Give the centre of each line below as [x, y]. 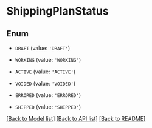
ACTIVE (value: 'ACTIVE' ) [45, 72]
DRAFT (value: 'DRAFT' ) [43, 48]
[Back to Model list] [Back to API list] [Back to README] [76, 119]
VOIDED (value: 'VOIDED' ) [45, 83]
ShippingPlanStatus [58, 11]
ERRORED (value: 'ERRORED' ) [48, 95]
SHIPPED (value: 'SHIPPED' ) [48, 107]
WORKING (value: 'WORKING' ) [48, 60]
